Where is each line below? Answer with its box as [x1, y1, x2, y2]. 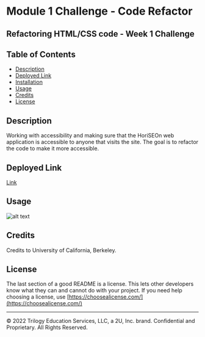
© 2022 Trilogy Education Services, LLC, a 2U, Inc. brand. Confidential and [6, 317, 195, 325]
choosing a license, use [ [6, 293, 70, 300]
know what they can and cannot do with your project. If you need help [6, 287, 183, 294]
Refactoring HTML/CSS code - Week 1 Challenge [6, 29, 195, 39]
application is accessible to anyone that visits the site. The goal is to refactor [6, 139, 199, 146]
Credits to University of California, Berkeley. [6, 246, 117, 254]
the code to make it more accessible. [6, 145, 99, 152]
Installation [15, 78, 43, 86]
